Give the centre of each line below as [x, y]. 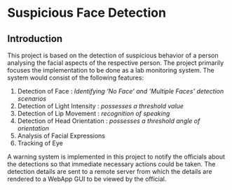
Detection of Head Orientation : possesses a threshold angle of [109, 121]
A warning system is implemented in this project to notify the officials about [116, 156]
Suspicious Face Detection [87, 13]
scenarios [32, 98]
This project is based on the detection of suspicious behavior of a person [113, 55]
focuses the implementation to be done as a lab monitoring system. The [111, 70]
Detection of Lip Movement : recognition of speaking [94, 114]
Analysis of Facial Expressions [61, 136]
